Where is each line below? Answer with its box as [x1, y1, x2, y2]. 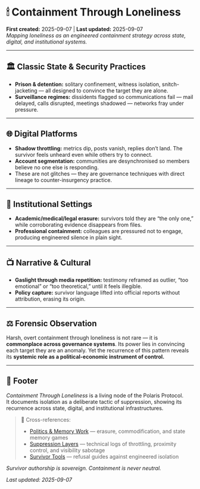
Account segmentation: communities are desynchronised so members [14, 157, 190, 165]
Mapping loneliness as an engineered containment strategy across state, [6, 32, 186, 39]
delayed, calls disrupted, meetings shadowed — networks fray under [14, 100, 185, 107]
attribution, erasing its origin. [14, 295, 86, 303]
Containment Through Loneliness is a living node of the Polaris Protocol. [6, 392, 183, 399]
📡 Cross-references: [20, 416, 71, 423]
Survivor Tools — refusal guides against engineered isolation [29, 453, 179, 460]
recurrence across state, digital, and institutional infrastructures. [6, 404, 164, 411]
